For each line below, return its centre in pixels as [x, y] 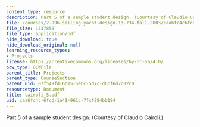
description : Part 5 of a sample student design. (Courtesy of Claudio [97, 17]
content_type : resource [36, 12]
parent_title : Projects [36, 73]
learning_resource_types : [38, 51]
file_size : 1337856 [30, 28]
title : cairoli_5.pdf [33, 95]
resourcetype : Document [36, 89]
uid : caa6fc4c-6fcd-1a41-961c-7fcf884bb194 [61, 100]
